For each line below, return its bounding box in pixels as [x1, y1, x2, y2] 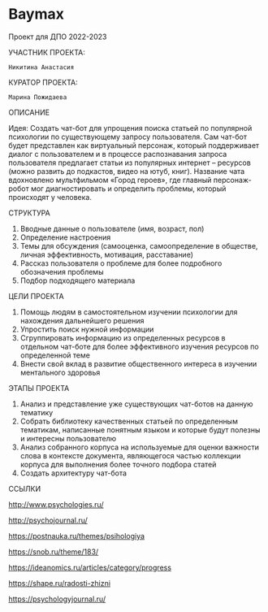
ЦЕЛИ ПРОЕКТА [8, 291, 64, 301]
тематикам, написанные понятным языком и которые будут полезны [19, 424, 261, 435]
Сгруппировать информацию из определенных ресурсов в [19, 332, 226, 342]
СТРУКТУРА [8, 208, 50, 218]
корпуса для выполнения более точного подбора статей [19, 459, 217, 469]
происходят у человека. [8, 192, 92, 202]
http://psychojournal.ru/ [8, 515, 88, 525]
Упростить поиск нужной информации [19, 324, 154, 334]
